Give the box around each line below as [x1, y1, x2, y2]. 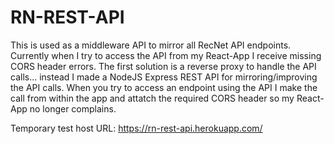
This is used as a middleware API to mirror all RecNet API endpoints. [10, 39, 292, 51]
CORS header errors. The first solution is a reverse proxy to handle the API [10, 60, 317, 72]
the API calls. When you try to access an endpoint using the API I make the [10, 81, 318, 93]
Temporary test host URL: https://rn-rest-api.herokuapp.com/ [10, 122, 263, 134]
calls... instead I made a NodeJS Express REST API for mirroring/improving [10, 71, 318, 83]
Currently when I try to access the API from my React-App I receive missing [10, 49, 322, 61]
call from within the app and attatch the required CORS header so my [10, 92, 295, 104]
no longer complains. [29, 102, 117, 115]
